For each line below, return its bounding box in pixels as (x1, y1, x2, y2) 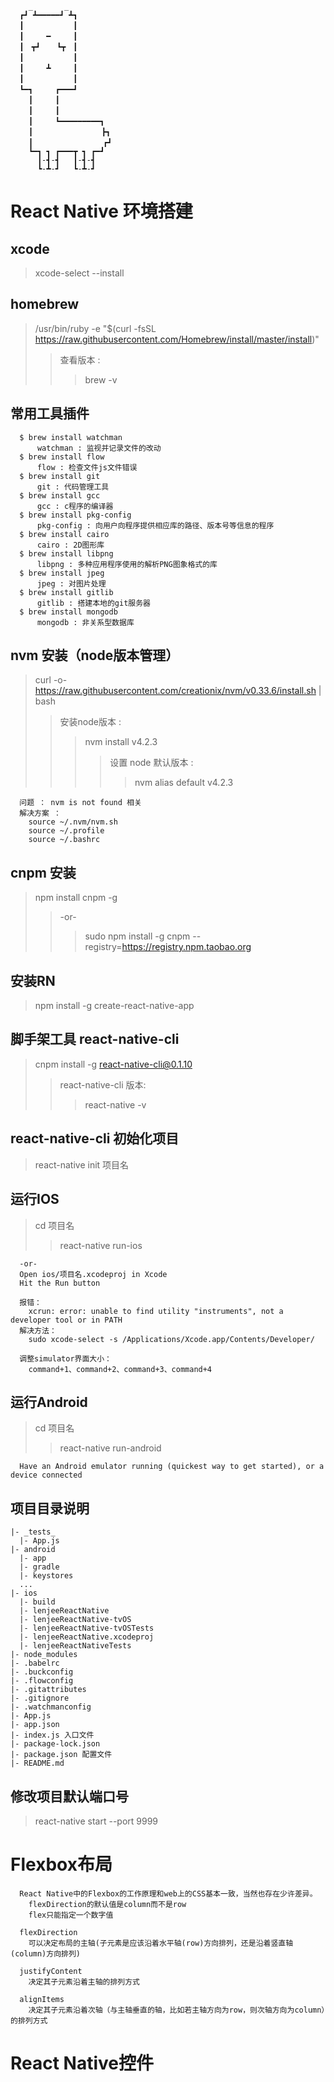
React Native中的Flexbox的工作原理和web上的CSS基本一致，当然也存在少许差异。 (19, 1888, 318, 1899)
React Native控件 (10, 2052, 155, 2075)
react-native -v (84, 1098, 147, 1111)
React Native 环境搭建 (10, 200, 193, 223)
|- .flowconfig (10, 1676, 74, 1686)
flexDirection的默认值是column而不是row (28, 1899, 187, 1909)
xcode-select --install (34, 267, 125, 279)
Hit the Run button (19, 1278, 101, 1288)
